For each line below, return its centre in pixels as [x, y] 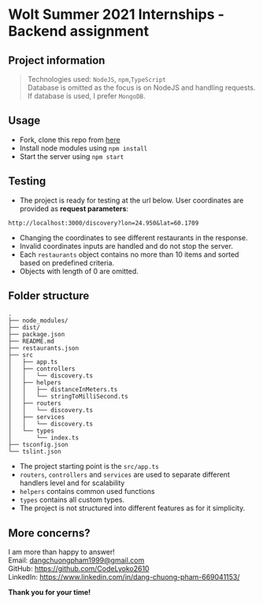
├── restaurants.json [44, 348]
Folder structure [49, 296]
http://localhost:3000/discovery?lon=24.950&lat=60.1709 [104, 223]
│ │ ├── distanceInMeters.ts [63, 390]
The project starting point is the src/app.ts [89, 466]
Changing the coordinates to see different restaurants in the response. [133, 237]
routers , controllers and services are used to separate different [124, 475]
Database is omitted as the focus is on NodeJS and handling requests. [141, 87]
